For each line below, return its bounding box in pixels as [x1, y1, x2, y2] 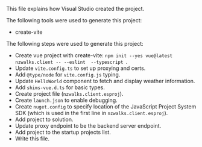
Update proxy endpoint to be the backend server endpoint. [14, 122, 162, 129]
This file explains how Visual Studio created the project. [6, 5, 145, 12]
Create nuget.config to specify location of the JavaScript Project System [14, 103, 197, 110]
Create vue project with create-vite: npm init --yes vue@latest [14, 52, 173, 59]
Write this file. [14, 135, 50, 142]
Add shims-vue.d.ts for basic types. [14, 84, 106, 91]
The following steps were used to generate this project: [6, 40, 144, 47]
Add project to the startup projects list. [14, 129, 112, 136]
